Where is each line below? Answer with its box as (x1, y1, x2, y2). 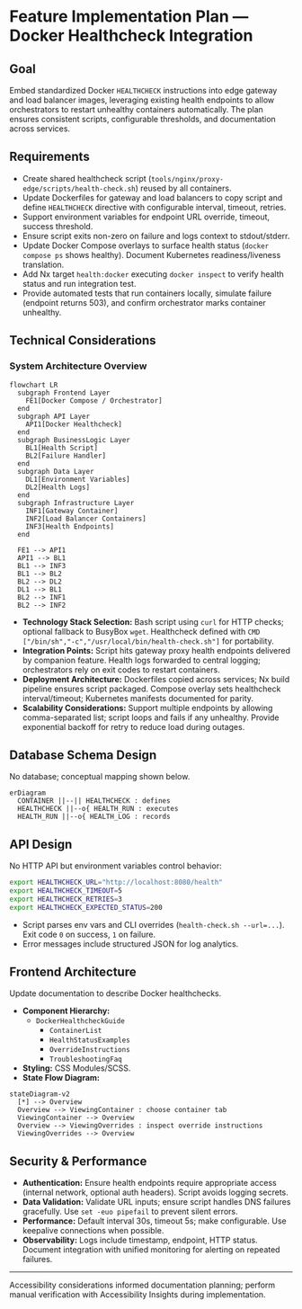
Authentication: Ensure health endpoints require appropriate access (22, 1178, 277, 1189)
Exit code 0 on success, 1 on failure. (22, 929, 155, 939)
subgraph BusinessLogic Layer (17, 435, 130, 444)
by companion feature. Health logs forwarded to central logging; (22, 654, 261, 665)
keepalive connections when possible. (22, 1225, 164, 1236)
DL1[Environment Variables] (25, 475, 130, 484)
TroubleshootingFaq (49, 1055, 123, 1064)
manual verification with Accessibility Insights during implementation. (9, 1289, 267, 1300)
